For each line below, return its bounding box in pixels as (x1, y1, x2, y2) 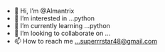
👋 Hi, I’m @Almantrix (14, 7, 75, 15)
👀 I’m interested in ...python (14, 14, 95, 22)
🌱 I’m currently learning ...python (14, 22, 110, 30)
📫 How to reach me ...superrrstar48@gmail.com (14, 37, 158, 45)
